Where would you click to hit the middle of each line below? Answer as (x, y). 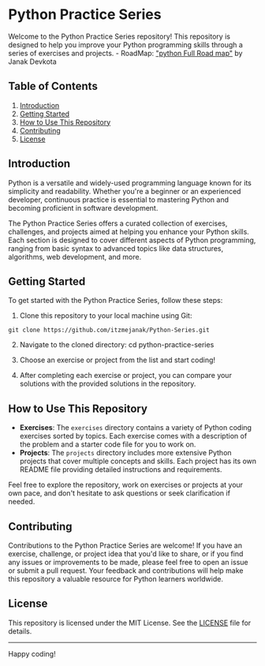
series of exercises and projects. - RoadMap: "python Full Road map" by (125, 53)
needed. (22, 502)
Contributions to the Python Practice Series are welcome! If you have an (125, 545)
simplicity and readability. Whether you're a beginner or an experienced (125, 191)
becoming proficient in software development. (83, 208)
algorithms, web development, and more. (75, 256)
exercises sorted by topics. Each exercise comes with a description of (133, 436)
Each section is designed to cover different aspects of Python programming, (132, 240)
